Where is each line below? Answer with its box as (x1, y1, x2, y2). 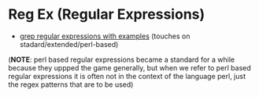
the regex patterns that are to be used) (8, 80, 134, 89)
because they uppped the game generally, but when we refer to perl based (8, 63, 252, 72)
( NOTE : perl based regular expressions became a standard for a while (8, 55, 235, 64)
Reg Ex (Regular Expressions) (8, 5, 205, 23)
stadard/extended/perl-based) (19, 39, 119, 48)
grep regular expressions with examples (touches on (19, 31, 191, 41)
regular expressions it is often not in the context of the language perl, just (8, 71, 246, 81)
